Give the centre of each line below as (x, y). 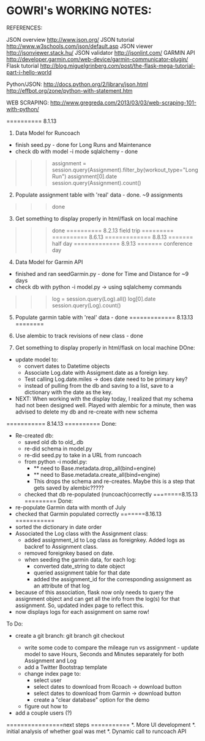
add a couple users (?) (43, 713)
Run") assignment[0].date (84, 176)
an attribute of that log (61, 586)
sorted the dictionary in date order (58, 527)
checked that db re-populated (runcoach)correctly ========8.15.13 (111, 494)
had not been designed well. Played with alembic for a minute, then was (106, 405)
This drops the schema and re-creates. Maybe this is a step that (114, 481)
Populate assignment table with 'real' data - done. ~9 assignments (99, 195)
